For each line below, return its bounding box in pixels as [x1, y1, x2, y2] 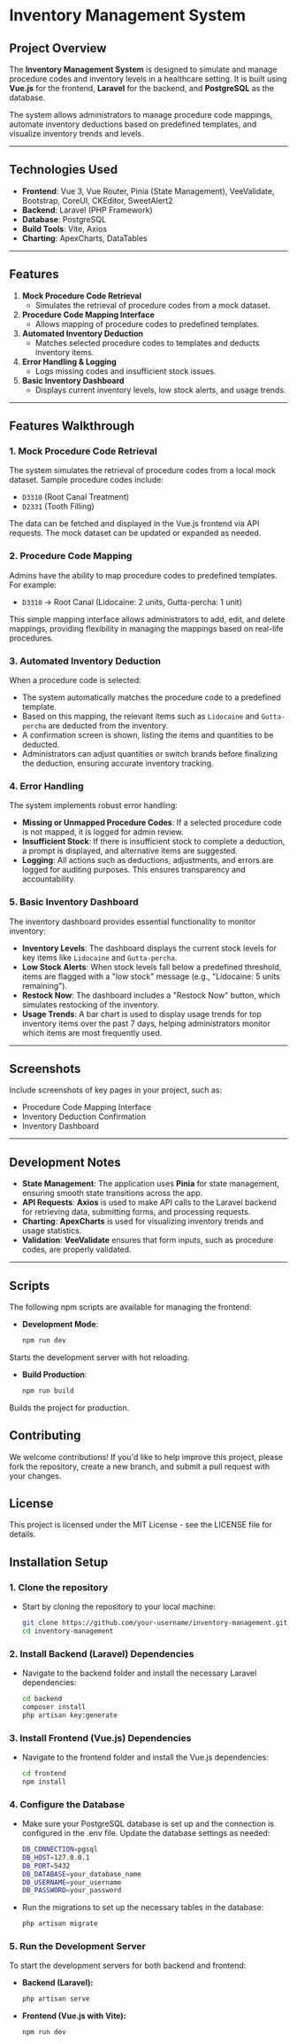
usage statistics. [21, 1225, 82, 1236]
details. [9, 1529, 36, 1540]
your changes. [9, 1470, 62, 1481]
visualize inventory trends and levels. [9, 128, 144, 138]
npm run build [21, 1386, 74, 1395]
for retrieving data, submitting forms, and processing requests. [21, 1207, 251, 1217]
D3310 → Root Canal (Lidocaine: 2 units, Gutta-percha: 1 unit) [21, 596, 243, 607]
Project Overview [9, 41, 107, 56]
